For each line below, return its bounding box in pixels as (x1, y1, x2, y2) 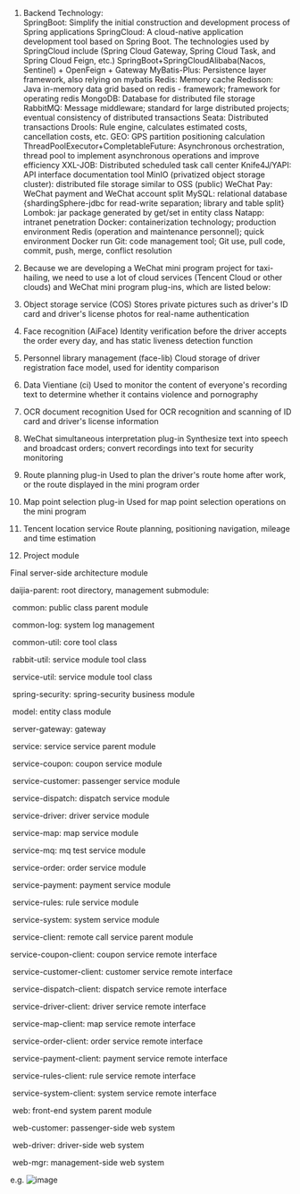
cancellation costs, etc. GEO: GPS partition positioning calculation (22, 132, 266, 141)
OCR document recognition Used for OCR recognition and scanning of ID (22, 406, 292, 417)
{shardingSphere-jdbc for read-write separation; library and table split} (22, 198, 285, 209)
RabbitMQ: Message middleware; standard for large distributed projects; (22, 103, 289, 113)
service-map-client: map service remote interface (12, 1019, 196, 1028)
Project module (22, 550, 79, 560)
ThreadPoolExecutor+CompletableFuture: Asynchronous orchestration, (22, 141, 285, 151)
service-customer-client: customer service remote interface (12, 967, 233, 977)
